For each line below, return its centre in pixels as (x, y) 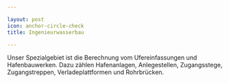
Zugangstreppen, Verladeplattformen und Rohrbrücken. (86, 72)
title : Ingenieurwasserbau (46, 32)
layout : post (26, 19)
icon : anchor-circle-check (46, 26)
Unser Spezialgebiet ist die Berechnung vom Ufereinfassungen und (102, 58)
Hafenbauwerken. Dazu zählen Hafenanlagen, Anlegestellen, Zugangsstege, (115, 65)
